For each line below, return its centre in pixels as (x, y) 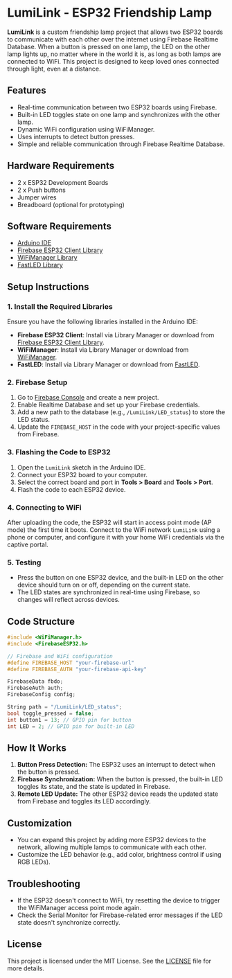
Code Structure (41, 621)
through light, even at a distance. (54, 69)
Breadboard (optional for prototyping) (71, 204)
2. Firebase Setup (37, 382)
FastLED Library (40, 265)
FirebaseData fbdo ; (35, 682)
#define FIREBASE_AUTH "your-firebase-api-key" (77, 669)
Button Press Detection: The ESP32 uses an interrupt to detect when (116, 765)
